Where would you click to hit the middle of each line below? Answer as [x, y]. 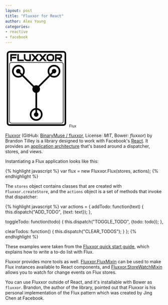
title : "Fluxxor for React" [35, 16]
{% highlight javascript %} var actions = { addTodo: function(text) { [74, 207]
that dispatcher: [22, 197]
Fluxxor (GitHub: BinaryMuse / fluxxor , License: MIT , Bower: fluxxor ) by [79, 135]
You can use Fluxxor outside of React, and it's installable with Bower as [79, 282]
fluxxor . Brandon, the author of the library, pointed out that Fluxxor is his [80, 287]
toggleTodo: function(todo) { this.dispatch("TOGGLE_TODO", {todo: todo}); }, [84, 222]
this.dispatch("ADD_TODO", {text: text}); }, [48, 212]
